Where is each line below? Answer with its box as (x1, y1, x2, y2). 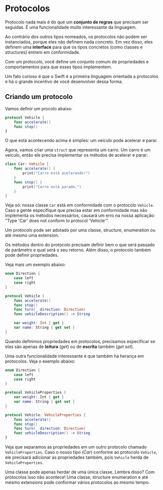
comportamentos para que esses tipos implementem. (5, 64, 112, 70)
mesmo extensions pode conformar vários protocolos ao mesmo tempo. (5, 479, 150, 485)
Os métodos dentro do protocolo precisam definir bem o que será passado (5, 242, 155, 248)
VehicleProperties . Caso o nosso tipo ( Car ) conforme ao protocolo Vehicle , (5, 449, 157, 455)
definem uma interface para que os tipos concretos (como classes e (5, 44, 143, 50)
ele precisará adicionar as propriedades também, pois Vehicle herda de (5, 454, 149, 460)
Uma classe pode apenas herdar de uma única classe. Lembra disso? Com (5, 469, 155, 475)
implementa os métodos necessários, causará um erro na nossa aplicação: (5, 213, 156, 219)
